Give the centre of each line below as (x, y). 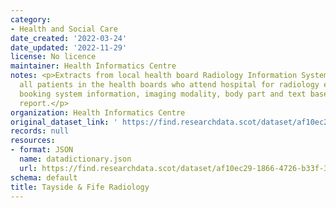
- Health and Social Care (64, 29)
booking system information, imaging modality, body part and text (163, 94)
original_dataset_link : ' (64, 122)
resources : (33, 141)
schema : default (44, 177)
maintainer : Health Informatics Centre (93, 66)
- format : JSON (42, 150)
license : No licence (53, 57)
